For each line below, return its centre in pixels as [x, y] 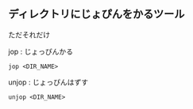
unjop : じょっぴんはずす [48, 82]
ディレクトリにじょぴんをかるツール [96, 14]
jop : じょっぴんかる [41, 51]
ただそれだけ [29, 35]
